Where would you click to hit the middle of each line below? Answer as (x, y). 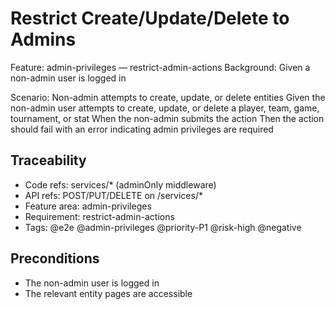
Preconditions (55, 258)
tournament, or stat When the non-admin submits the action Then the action (167, 118)
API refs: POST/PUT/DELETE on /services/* (113, 195)
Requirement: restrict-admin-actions (99, 216)
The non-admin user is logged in (92, 283)
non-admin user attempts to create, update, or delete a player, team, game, (165, 108)
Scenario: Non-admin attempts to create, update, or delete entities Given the (168, 97)
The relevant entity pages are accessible (108, 293)
